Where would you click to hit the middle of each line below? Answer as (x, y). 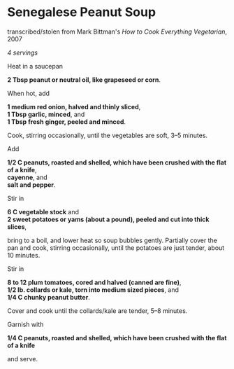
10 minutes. (24, 255)
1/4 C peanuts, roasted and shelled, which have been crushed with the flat (117, 337)
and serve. (23, 358)
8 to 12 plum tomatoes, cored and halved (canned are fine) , (94, 282)
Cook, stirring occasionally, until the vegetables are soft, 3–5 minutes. (108, 135)
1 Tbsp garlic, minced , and (46, 114)
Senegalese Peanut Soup (81, 12)
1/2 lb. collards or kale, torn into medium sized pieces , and (93, 290)
